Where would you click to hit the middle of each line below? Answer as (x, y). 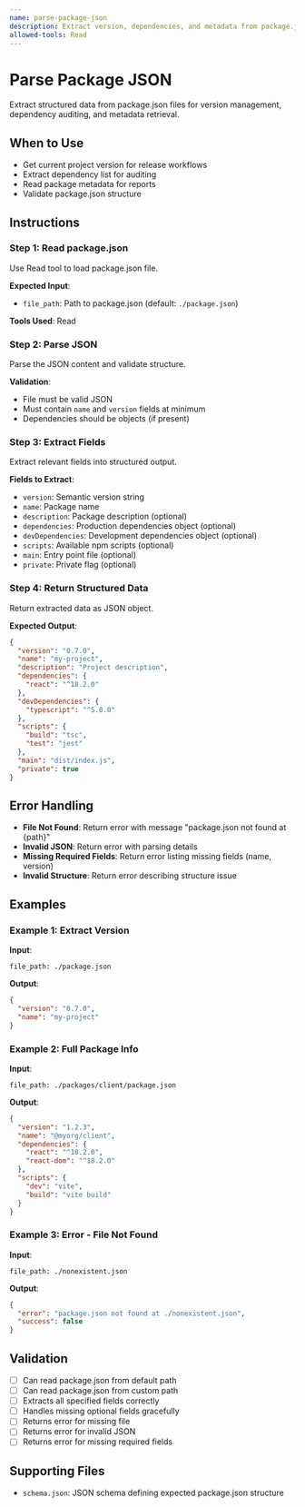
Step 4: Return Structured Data (79, 589)
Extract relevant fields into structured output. (93, 462)
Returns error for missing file (76, 1422)
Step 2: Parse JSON (54, 344)
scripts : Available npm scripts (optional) (98, 545)
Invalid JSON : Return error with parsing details (110, 847)
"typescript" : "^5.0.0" (71, 709)
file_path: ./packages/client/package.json (93, 1085)
